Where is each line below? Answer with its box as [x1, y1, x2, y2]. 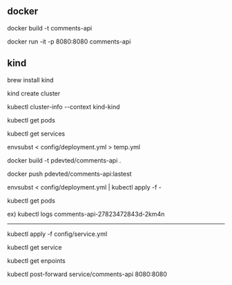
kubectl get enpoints [7, 256, 66, 265]
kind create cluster [7, 89, 61, 98]
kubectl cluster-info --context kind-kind [7, 102, 120, 111]
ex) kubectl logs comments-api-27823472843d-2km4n [7, 210, 165, 218]
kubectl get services [7, 129, 66, 138]
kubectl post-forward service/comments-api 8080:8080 [7, 270, 168, 278]
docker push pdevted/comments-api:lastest [7, 169, 133, 178]
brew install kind [7, 75, 54, 84]
